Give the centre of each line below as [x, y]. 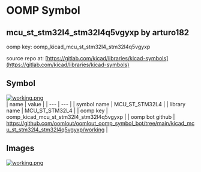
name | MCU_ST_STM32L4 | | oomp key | [57, 110]
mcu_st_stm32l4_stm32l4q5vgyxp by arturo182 [98, 33]
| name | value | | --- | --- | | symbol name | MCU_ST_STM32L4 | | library [96, 104]
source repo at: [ [27, 58]
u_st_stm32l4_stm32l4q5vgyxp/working [55, 130]
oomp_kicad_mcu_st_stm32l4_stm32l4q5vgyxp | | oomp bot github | [91, 116]
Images [20, 148]
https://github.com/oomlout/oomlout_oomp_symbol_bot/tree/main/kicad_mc [100, 123]
